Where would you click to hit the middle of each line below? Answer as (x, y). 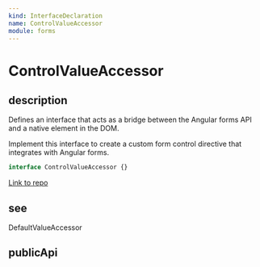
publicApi (33, 253)
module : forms (32, 31)
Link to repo (28, 183)
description (38, 100)
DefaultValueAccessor (45, 227)
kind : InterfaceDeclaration (56, 16)
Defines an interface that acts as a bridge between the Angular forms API (130, 120)
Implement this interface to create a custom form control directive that (125, 144)
